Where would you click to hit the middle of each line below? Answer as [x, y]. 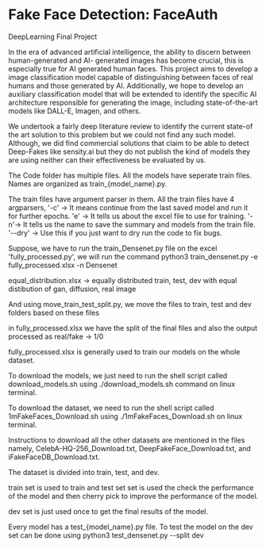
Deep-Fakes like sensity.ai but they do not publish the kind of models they [129, 151]
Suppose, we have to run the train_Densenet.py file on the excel [113, 248]
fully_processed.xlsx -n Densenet [63, 265]
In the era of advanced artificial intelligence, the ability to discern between [130, 52]
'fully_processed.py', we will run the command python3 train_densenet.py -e [133, 256]
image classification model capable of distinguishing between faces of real [131, 77]
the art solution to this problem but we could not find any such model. [122, 134]
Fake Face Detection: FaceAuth [113, 15]
